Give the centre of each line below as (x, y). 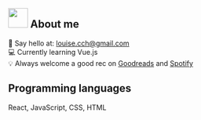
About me (55, 24)
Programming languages (70, 88)
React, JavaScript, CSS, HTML (57, 107)
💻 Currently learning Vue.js (53, 52)
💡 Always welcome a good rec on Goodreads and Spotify (101, 63)
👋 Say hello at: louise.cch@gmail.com (69, 43)
